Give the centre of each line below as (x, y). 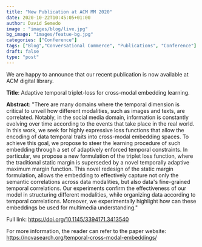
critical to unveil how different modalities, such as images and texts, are (96, 110)
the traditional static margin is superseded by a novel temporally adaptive (98, 162)
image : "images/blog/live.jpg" (47, 29)
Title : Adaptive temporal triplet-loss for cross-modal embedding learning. (98, 92)
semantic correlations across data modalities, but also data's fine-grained (98, 181)
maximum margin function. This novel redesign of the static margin (90, 169)
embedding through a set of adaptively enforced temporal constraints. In (97, 149)
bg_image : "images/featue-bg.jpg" (50, 35)
